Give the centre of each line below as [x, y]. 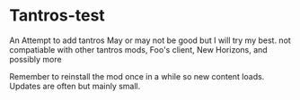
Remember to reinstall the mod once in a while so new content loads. [137, 76]
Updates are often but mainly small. [75, 86]
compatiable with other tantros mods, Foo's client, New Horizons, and [138, 49]
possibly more [35, 59]
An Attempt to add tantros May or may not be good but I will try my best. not [150, 40]
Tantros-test [57, 16]
